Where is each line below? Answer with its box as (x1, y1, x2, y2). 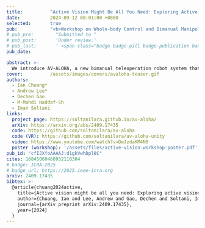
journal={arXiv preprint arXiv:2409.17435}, (17, 201, 132, 207)
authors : (6, 77, 29, 83)
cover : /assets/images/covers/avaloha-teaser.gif (6, 71, 160, 77)
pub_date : (6, 49, 32, 55)
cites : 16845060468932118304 (6, 156, 81, 162)
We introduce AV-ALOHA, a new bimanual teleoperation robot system (12, 65, 187, 71)
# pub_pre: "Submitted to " (6, 32, 97, 38)
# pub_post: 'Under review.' (6, 37, 97, 43)
